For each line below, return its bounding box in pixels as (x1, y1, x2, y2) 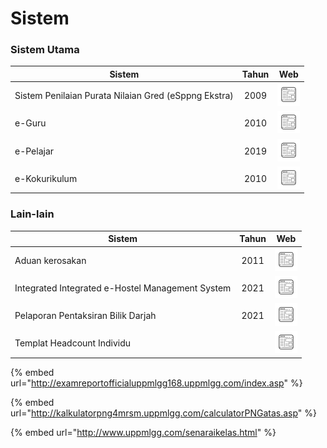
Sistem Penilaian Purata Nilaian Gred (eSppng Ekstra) (14, 90, 234, 102)
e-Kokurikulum (14, 172, 78, 184)
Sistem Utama (10, 43, 80, 57)
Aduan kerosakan (14, 254, 87, 266)
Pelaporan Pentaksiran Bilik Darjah (14, 310, 157, 322)
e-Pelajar (14, 145, 55, 157)
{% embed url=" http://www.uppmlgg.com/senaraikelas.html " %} (10, 426, 277, 438)
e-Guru (14, 117, 47, 129)
